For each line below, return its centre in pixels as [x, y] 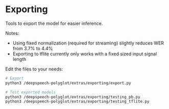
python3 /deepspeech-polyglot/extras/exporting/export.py [68, 83]
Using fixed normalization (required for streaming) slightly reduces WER [88, 43]
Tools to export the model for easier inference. [54, 23]
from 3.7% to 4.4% [33, 48]
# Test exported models [31, 92]
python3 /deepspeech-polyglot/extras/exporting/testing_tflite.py [77, 102]
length [19, 59]
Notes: [12, 33]
